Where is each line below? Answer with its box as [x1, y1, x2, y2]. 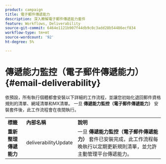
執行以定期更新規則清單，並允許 [82, 143, 157, 150]
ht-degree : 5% [5, 40, 35, 44]
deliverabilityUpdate [26, 139, 73, 146]
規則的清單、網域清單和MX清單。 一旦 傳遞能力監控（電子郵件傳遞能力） [5, 100, 153, 106]
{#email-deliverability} [5, 77, 101, 88]
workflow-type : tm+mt [5, 30, 50, 35]
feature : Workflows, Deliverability [5, 21, 81, 26]
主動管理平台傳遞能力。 [77, 150, 132, 157]
